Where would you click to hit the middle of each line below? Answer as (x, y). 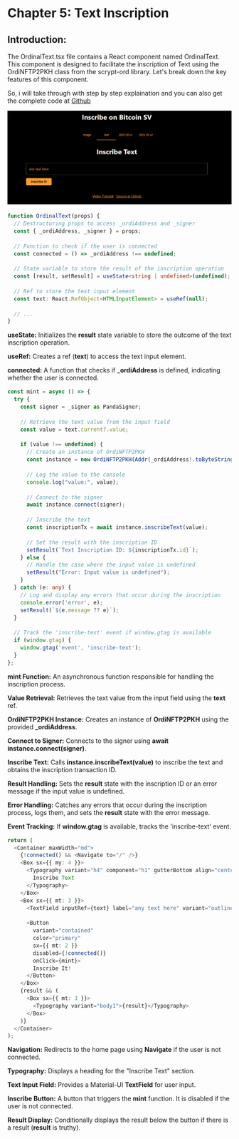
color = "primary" (57, 938)
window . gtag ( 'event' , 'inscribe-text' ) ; (81, 648)
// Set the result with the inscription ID (92, 542)
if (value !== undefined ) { (62, 445)
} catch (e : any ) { (43, 588)
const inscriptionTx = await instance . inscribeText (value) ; (117, 527)
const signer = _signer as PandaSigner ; (81, 407)
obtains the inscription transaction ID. (62, 769)
